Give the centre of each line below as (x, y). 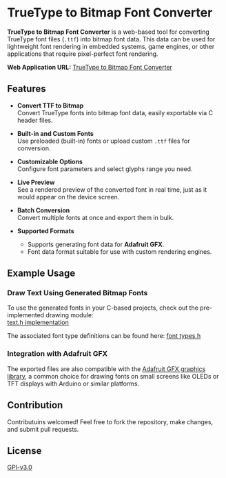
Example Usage (41, 273)
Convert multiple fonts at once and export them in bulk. (95, 217)
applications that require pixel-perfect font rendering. (83, 54)
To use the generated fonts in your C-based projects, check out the (103, 308)
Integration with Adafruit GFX (58, 354)
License (24, 451)
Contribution (35, 405)
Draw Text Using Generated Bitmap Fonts (78, 293)
